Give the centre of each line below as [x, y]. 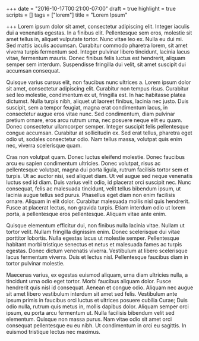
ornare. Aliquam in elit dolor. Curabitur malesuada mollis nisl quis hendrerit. [98, 201]
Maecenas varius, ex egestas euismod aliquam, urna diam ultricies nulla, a [97, 275]
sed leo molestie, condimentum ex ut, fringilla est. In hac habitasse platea [96, 95]
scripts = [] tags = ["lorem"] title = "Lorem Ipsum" [67, 15]
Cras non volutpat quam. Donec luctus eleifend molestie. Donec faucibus [96, 157]
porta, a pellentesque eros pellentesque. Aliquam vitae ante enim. [86, 214]
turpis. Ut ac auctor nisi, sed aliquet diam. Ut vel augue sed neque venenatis [99, 176]
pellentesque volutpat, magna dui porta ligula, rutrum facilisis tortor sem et [97, 170]
